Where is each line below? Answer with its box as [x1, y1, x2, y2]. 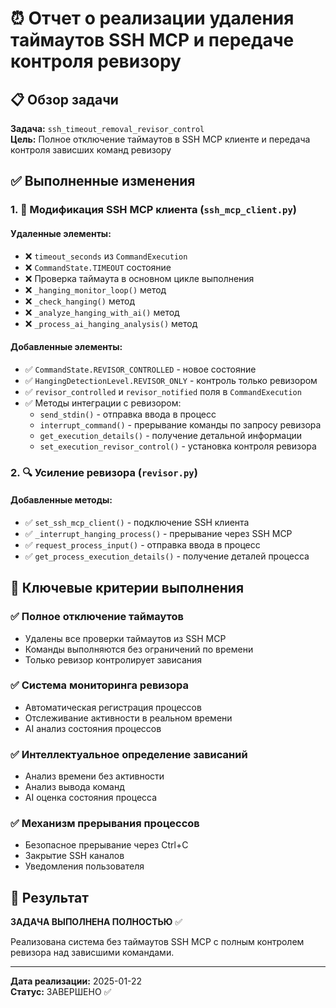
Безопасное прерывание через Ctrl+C [24, 839, 189, 851]
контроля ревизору [10, 50, 182, 73]
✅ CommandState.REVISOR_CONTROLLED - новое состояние [24, 363, 257, 375]
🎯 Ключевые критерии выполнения [10, 580, 245, 597]
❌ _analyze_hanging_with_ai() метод [24, 306, 180, 318]
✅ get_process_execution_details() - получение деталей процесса [24, 550, 310, 562]
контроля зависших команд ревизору [10, 144, 172, 156]
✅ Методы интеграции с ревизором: [24, 397, 182, 409]
